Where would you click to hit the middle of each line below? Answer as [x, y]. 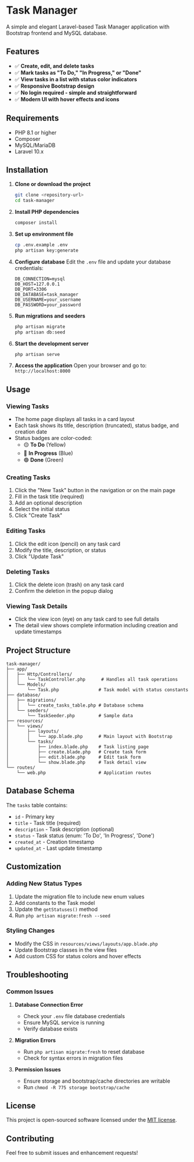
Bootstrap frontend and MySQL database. [57, 33]
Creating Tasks [28, 477]
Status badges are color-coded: [53, 438]
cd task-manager [34, 201]
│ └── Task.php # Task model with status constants [97, 690]
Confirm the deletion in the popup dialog [64, 590]
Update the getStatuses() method [56, 909]
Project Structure [38, 650]
